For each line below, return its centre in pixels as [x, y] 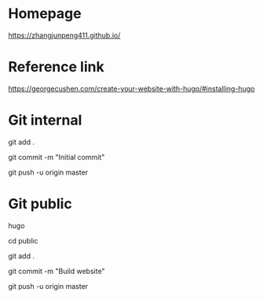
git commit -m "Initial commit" [57, 157]
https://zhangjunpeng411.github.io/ [64, 35]
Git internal [45, 120]
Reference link [56, 67]
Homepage [45, 14]
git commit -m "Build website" [57, 271]
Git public [40, 204]
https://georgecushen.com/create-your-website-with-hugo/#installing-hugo [131, 88]
